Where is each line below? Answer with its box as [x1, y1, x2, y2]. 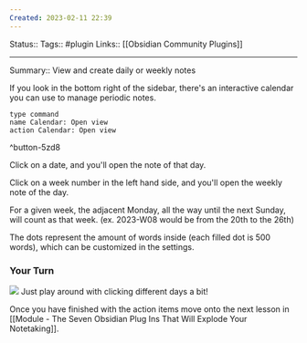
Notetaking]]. [9, 323, 59, 334]
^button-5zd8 [9, 141, 61, 152]
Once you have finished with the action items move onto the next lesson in [9, 303, 290, 315]
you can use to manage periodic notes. [9, 92, 157, 103]
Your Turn [9, 264, 55, 276]
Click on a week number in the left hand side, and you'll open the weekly [9, 177, 283, 188]
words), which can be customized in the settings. [9, 241, 195, 252]
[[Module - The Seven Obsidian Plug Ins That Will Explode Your [9, 313, 248, 324]
